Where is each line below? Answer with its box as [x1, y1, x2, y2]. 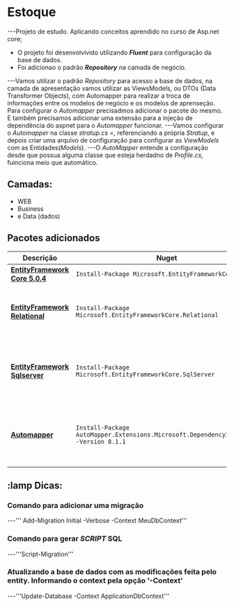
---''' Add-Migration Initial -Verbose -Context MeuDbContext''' [7, 516, 187, 525]
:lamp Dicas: [7, 479, 63, 491]
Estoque [7, 4, 56, 20]
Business [17, 204, 44, 213]
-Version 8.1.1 [75, 437, 127, 446]
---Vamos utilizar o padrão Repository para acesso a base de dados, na [7, 76, 213, 85]
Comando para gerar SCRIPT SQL [7, 534, 123, 543]
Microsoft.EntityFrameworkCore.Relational [75, 311, 219, 319]
